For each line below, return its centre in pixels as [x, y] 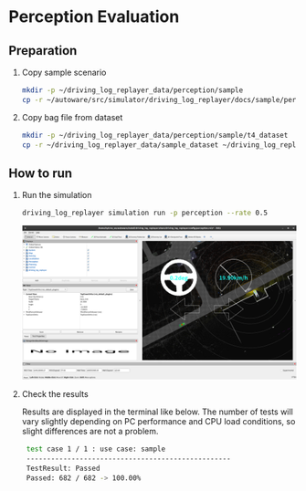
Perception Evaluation [94, 17]
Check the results [55, 394]
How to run [41, 173]
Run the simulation [57, 195]
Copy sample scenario [64, 72]
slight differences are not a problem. [90, 432]
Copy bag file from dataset [72, 117]
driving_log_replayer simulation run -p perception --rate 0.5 [145, 213]
